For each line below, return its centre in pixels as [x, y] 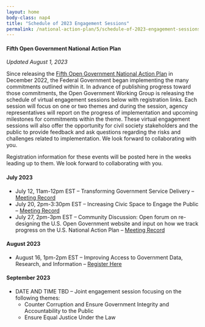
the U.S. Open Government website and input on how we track [120, 223]
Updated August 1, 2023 [37, 62]
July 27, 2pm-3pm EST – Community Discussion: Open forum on [96, 217]
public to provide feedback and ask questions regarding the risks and [94, 132]
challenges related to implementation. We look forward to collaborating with [102, 138]
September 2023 [28, 278]
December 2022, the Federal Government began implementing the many [98, 81]
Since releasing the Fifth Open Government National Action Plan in [90, 74]
